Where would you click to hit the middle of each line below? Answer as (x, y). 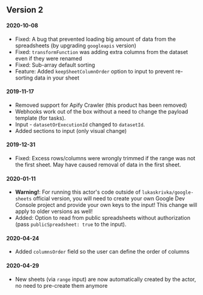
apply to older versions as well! (54, 211)
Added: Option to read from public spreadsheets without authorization (103, 218)
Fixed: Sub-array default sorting (55, 65)
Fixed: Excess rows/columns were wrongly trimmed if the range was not (105, 158)
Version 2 (25, 10)
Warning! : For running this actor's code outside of (78, 192)
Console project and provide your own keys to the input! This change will (106, 205)
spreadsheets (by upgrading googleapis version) (75, 46)
